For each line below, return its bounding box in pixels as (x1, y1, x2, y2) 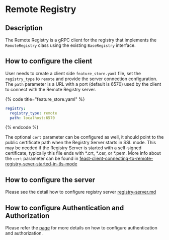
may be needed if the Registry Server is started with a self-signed (5, 145, 142, 151)
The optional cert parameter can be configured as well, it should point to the (5, 134, 164, 140)
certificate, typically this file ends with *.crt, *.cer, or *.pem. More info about (5, 150, 161, 156)
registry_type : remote (10, 110, 57, 115)
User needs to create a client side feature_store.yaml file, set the (5, 70, 141, 76)
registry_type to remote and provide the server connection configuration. (5, 76, 157, 82)
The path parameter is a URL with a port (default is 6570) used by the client (5, 81, 161, 87)
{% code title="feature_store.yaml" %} (5, 96, 85, 102)
